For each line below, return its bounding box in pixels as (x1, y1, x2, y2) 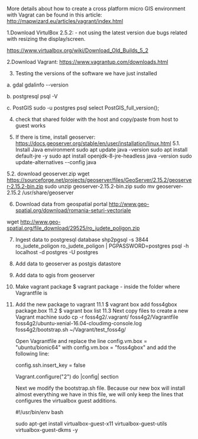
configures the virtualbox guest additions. (15, 397, 117, 404)
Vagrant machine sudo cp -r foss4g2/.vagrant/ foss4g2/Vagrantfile (15, 313, 179, 321)
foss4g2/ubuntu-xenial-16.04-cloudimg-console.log (15, 320, 142, 326)
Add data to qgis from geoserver (15, 272, 95, 278)
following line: (15, 350, 50, 357)
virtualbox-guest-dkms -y (15, 427, 79, 433)
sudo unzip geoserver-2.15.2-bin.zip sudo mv (44, 183, 155, 190)
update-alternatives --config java (15, 159, 97, 165)
